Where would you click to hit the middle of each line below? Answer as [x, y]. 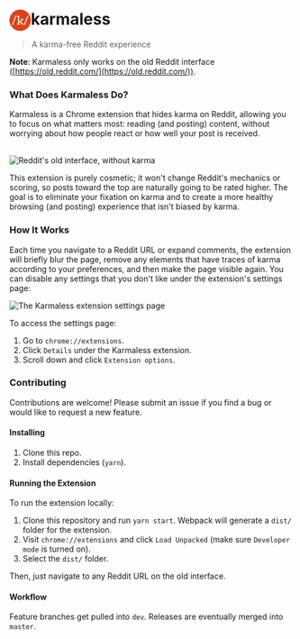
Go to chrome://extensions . [73, 340]
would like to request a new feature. [76, 412]
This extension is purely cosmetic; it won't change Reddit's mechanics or [145, 178]
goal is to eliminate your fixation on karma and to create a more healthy [141, 197]
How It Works [40, 230]
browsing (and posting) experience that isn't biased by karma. [125, 206]
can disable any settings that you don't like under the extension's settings [146, 278]
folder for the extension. [67, 530]
